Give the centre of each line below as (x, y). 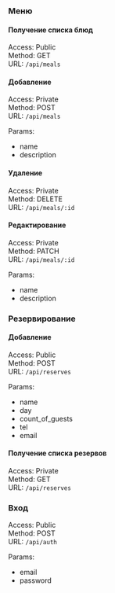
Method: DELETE (35, 199)
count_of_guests (46, 418)
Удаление (25, 173)
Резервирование (42, 319)
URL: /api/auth (32, 542)
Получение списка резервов (57, 453)
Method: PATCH (34, 251)
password (36, 580)
